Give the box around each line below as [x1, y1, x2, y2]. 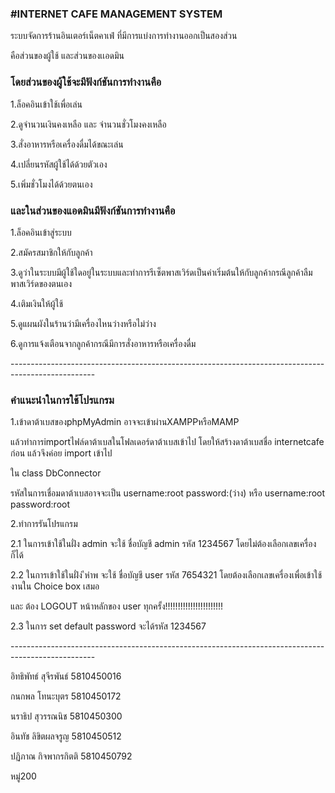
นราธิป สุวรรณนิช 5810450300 [10, 710, 123, 722]
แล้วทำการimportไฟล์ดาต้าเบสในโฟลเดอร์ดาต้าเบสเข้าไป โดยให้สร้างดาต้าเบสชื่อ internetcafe [10, 436, 325, 448]
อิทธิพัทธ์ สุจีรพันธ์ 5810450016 [10, 670, 122, 682]
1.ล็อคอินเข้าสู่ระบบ [10, 226, 72, 238]
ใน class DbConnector [10, 467, 102, 479]
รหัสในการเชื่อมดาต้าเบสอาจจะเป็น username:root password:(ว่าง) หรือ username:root [10, 487, 326, 499]
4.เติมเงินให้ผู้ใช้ [10, 297, 64, 309]
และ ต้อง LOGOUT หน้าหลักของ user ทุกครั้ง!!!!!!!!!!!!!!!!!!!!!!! [10, 600, 224, 612]
